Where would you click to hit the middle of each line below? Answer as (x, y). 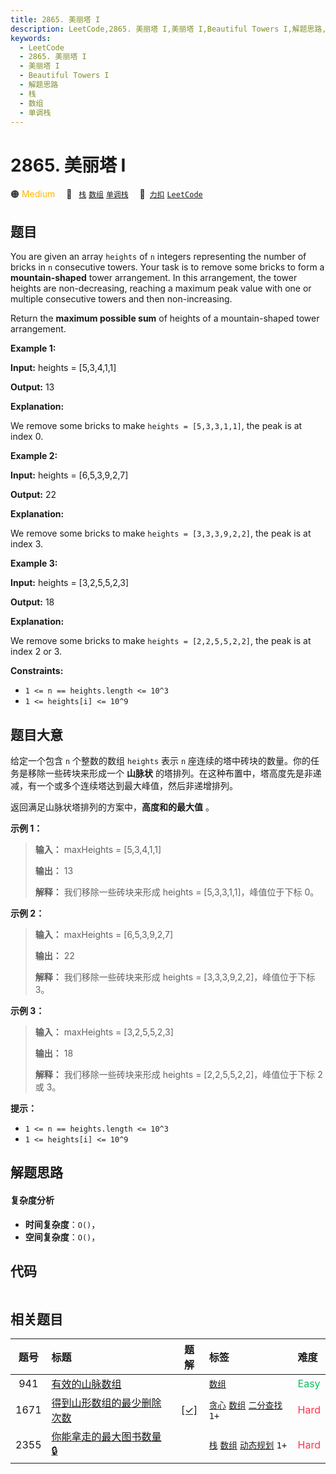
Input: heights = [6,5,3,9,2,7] (69, 475)
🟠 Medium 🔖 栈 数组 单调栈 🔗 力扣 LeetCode (106, 194)
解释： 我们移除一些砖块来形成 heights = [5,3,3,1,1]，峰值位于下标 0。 (177, 892)
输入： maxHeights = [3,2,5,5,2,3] (104, 1032)
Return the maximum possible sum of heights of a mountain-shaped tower (165, 318)
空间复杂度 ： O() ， (62, 1237)
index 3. (27, 544)
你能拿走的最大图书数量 (106, 1437)
